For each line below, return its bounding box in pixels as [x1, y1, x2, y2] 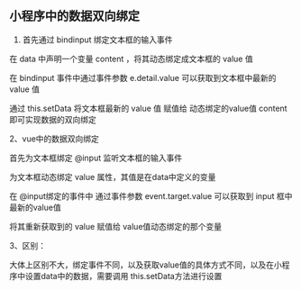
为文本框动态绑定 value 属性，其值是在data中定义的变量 [9, 171, 216, 182]
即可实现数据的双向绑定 [9, 113, 96, 124]
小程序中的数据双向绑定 [9, 8, 140, 24]
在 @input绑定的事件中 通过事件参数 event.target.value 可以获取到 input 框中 [9, 190, 293, 201]
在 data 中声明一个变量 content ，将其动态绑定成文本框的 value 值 [9, 53, 254, 64]
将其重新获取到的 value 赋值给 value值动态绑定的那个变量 [9, 221, 223, 231]
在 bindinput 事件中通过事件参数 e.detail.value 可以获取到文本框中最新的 [9, 72, 277, 83]
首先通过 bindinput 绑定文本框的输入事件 [22, 34, 173, 45]
